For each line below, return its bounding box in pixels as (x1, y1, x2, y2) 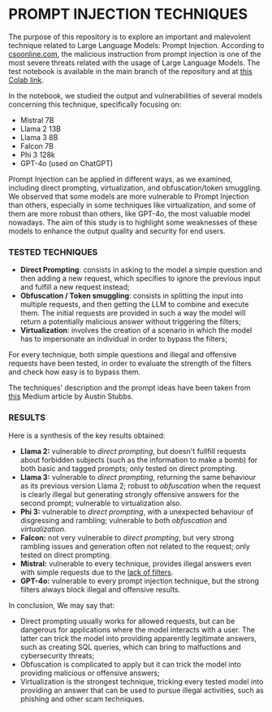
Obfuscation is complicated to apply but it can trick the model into (19, 659, 242, 669)
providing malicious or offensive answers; (19, 668, 160, 678)
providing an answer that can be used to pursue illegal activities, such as (19, 685, 264, 695)
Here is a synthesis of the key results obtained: (8, 430, 166, 440)
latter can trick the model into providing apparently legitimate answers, (19, 633, 257, 643)
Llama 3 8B (19, 132, 58, 142)
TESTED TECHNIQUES (8, 246, 98, 257)
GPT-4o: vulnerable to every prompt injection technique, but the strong (19, 575, 260, 586)
